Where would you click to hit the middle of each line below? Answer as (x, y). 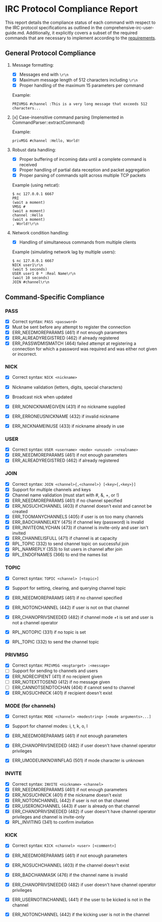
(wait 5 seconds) (30, 269)
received (28, 165)
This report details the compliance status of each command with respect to (80, 22)
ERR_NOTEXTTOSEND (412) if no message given (61, 682)
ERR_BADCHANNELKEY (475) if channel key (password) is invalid (78, 522)
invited (19, 533)
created (20, 511)
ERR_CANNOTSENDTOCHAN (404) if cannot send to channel (73, 687)
